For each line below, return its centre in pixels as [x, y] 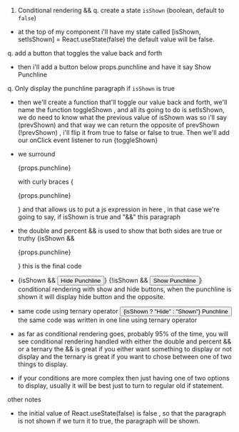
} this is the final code [50, 266]
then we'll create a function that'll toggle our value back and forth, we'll [122, 102]
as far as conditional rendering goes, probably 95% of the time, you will [123, 334]
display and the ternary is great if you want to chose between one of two [124, 357]
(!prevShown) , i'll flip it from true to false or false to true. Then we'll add [123, 132]
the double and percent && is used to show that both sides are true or [120, 231]
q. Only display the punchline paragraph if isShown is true [91, 88]
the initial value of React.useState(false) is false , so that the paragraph [122, 413]
